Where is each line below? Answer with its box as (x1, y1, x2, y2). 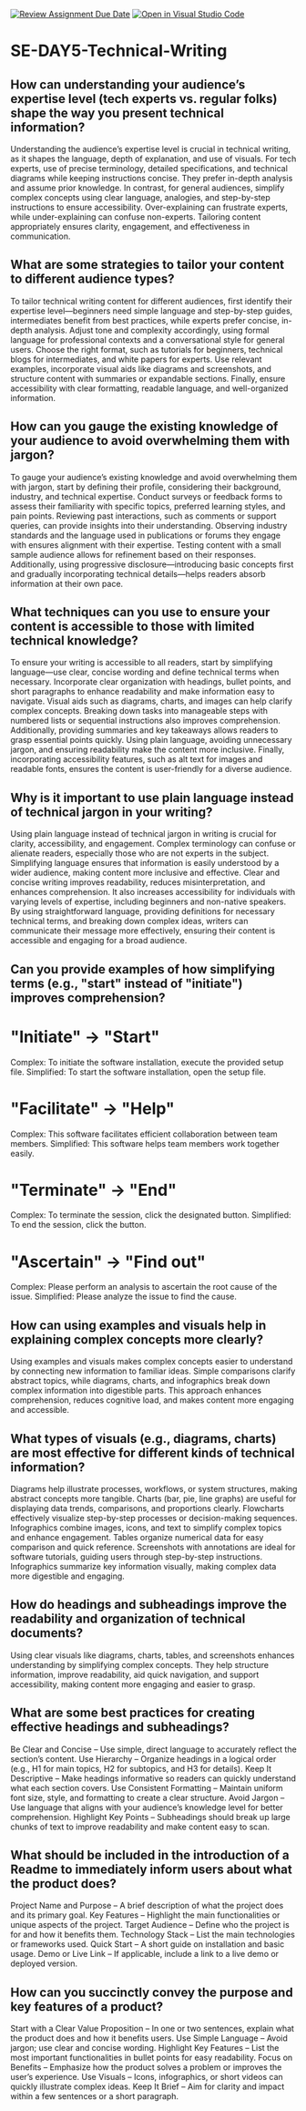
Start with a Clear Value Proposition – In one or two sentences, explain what (10, 2023, 295, 2034)
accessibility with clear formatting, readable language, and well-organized (10, 383, 289, 394)
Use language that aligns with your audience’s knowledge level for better (10, 1801, 283, 1813)
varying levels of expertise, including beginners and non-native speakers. (10, 896, 286, 907)
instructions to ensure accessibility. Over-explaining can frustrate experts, (10, 201, 289, 212)
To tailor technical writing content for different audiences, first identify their (10, 295, 292, 306)
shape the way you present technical (10, 105, 224, 120)
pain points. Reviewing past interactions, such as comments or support (10, 510, 277, 521)
